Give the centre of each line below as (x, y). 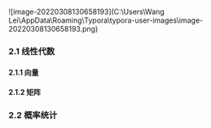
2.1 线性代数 (32, 51)
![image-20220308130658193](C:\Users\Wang (86, 12)
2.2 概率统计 (33, 115)
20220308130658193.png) (53, 29)
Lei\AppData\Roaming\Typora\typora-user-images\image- (106, 20)
